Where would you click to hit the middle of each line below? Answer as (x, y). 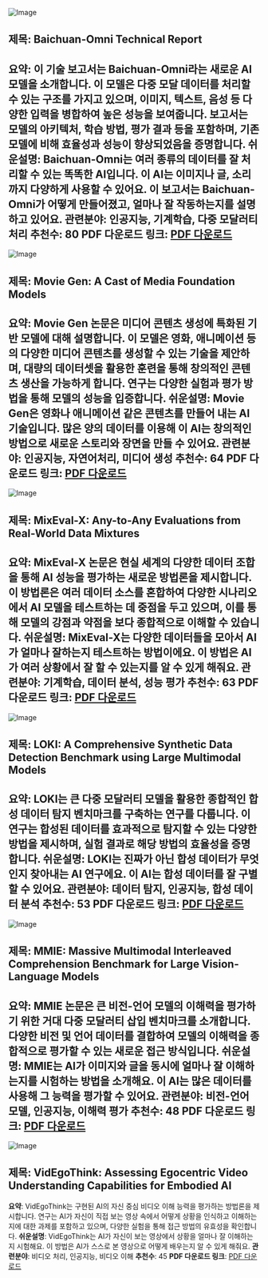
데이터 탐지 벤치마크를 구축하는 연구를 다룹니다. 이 (136, 814)
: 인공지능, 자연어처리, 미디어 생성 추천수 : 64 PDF (132, 458)
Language (34, 977)
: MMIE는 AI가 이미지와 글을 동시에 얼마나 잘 (120, 1066)
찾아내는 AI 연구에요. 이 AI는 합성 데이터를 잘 (133, 874)
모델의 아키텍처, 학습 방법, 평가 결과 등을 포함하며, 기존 (134, 129)
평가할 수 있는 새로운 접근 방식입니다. (134, 1051)
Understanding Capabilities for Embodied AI (120, 1186)
